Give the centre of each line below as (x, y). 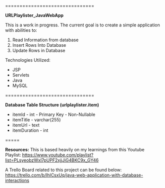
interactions (17, 180)
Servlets (21, 75)
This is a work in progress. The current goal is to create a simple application (82, 25)
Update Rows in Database (39, 50)
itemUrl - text (26, 125)
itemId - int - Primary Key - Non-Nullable (54, 114)
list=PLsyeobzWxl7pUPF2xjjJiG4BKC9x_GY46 (52, 160)
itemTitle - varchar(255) (36, 120)
